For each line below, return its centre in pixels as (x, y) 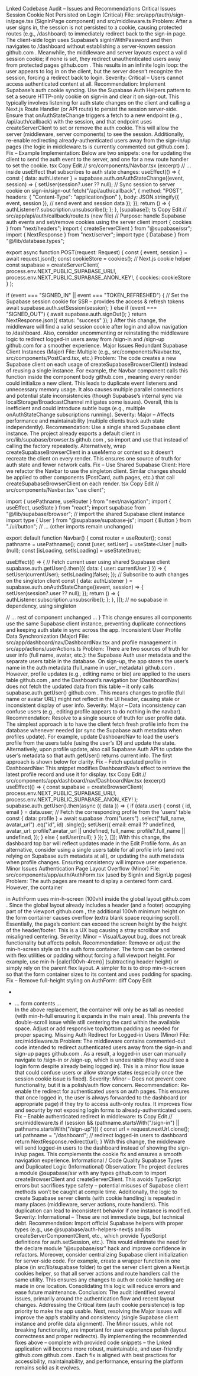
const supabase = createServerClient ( (53, 265)
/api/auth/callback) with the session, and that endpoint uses (79, 121)
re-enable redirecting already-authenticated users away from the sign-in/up (98, 140)
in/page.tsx (20, 21)
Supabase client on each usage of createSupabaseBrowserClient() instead (97, 364)
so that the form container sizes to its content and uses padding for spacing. (99, 974)
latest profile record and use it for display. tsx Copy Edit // (76, 774)
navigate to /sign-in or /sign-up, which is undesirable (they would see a (102, 1060)
